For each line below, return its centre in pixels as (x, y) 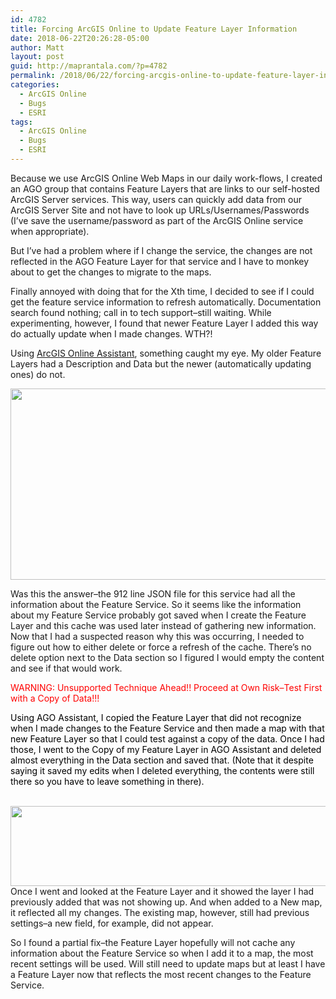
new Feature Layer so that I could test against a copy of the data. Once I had (167, 738)
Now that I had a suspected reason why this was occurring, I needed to (157, 636)
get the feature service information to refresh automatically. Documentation (166, 302)
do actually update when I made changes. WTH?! (111, 333)
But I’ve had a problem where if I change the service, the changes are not (161, 250)
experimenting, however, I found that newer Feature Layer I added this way (164, 323)
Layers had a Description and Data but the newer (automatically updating (161, 363)
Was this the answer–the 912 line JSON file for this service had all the (153, 593)
